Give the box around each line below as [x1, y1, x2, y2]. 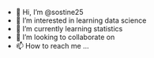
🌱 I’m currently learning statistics [15, 24, 123, 33]
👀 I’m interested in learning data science [15, 16, 147, 25]
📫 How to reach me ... [15, 42, 89, 50]
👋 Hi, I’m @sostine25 [15, 8, 84, 16]
